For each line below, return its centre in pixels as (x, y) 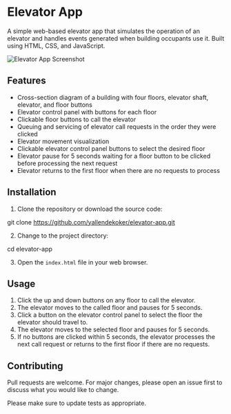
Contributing (35, 366)
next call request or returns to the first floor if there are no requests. (113, 344)
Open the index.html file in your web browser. (82, 262)
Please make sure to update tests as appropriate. (77, 403)
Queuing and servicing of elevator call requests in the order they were (117, 126)
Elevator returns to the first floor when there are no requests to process (119, 170)
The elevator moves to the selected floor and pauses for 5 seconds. (113, 330)
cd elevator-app (30, 249)
